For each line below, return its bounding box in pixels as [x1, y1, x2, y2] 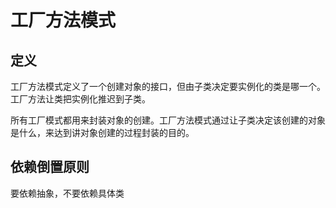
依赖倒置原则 [10, 159, 90, 176]
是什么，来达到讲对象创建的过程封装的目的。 [10, 127, 195, 138]
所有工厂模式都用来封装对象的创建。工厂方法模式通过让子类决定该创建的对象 [10, 114, 326, 126]
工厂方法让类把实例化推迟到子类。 [10, 93, 151, 105]
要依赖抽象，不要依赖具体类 [10, 187, 125, 199]
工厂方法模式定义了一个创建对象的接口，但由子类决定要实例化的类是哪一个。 [10, 81, 326, 92]
